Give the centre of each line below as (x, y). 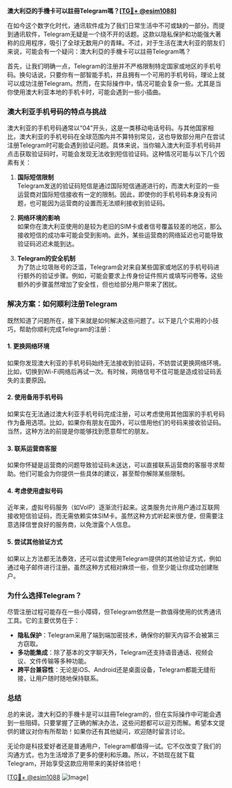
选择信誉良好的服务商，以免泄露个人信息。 (74, 525)
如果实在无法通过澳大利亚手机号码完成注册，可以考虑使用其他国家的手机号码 (116, 414)
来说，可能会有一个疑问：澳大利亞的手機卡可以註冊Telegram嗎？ (99, 51)
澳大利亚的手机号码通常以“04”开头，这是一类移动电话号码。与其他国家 (108, 128)
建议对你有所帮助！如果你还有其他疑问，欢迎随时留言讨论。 (104, 731)
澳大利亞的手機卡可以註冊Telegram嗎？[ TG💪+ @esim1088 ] (92, 11)
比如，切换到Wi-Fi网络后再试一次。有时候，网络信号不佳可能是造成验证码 (112, 371)
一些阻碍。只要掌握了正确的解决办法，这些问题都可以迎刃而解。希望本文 (116, 723)
